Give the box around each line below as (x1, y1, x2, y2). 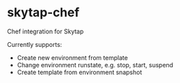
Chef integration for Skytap (7, 27, 84, 35)
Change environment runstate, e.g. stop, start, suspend (16, 61, 173, 69)
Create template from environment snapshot (16, 68, 142, 76)
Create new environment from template (16, 53, 128, 62)
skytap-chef (7, 5, 80, 20)
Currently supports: (7, 40, 62, 48)
